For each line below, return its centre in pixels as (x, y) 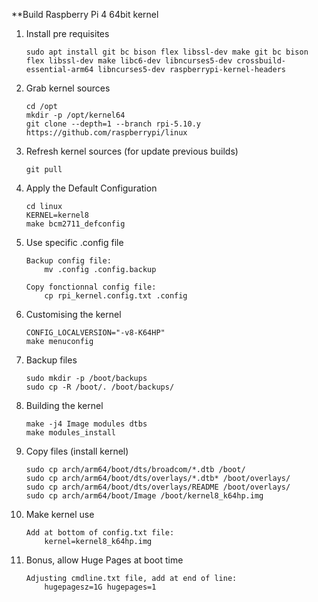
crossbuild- (261, 61)
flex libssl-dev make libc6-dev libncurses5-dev (129, 61)
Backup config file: (68, 261)
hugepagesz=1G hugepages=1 (100, 587)
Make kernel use (60, 514)
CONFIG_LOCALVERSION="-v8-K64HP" (95, 333)
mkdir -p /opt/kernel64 (75, 115)
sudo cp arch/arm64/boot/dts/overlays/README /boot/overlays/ (158, 487)
